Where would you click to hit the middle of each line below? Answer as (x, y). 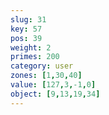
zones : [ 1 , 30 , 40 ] (46, 76)
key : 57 (26, 29)
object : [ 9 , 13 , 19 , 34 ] (55, 94)
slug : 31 (28, 19)
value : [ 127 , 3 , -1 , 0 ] (53, 85)
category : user (42, 66)
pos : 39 (26, 38)
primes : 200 (35, 57)
